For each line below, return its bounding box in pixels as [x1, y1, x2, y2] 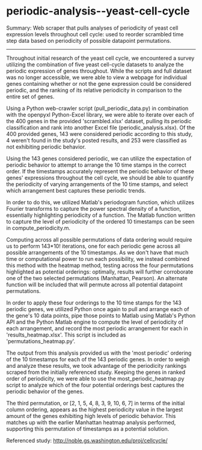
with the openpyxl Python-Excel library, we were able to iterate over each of [6, 111, 194, 118]
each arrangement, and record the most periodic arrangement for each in [6, 324, 188, 332]
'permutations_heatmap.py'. [6, 337, 76, 345]
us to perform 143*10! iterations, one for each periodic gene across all [6, 242, 180, 249]
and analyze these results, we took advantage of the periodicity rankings [6, 362, 187, 369]
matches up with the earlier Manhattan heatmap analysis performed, [6, 419, 176, 426]
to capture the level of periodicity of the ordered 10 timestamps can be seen [6, 217, 195, 225]
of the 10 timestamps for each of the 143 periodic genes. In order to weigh [6, 355, 191, 363]
